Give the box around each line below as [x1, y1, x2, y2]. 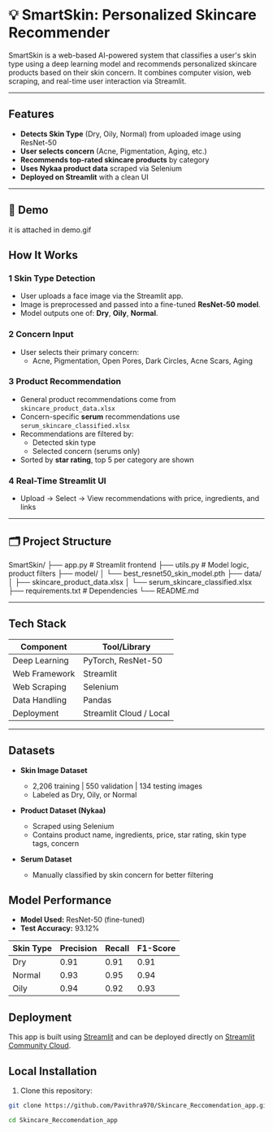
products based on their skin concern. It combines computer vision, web [8, 67, 252, 77]
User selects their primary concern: [19, 347, 140, 356]
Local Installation [8, 1064, 97, 1078]
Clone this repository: [19, 1086, 93, 1095]
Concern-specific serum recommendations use [19, 412, 180, 421]
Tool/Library [102, 641, 151, 652]
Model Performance [8, 893, 112, 907]
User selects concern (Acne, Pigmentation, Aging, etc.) [19, 146, 207, 156]
